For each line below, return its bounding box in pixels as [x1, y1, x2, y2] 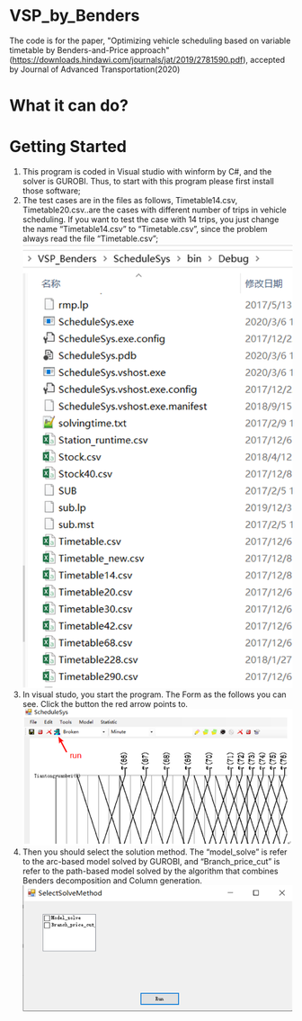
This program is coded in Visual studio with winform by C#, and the [22, 166, 272, 177]
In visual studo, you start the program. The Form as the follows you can [22, 689, 287, 700]
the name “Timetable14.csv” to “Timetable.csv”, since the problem [22, 224, 268, 235]
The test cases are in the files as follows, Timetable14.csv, [22, 195, 238, 206]
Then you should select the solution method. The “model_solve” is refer [22, 846, 288, 857]
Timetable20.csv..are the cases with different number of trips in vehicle [22, 204, 288, 216]
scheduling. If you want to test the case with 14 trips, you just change [22, 214, 280, 225]
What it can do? [9, 95, 129, 116]
